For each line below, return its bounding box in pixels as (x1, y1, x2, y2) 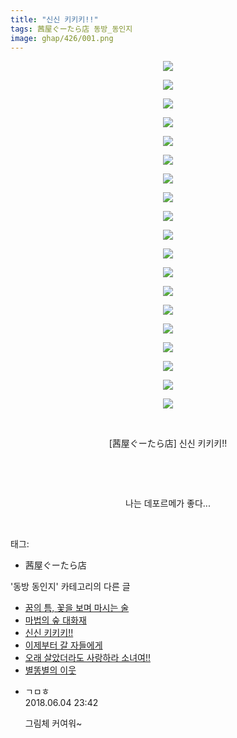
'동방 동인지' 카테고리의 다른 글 (10, 581, 131, 593)
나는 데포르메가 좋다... (125, 497, 211, 510)
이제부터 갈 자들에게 (24, 639, 103, 651)
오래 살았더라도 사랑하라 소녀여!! (24, 652, 151, 664)
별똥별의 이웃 (24, 664, 77, 676)
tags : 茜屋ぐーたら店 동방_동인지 (10, 24, 133, 34)
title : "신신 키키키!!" (10, 14, 99, 25)
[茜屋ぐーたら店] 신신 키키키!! (108, 437, 228, 450)
